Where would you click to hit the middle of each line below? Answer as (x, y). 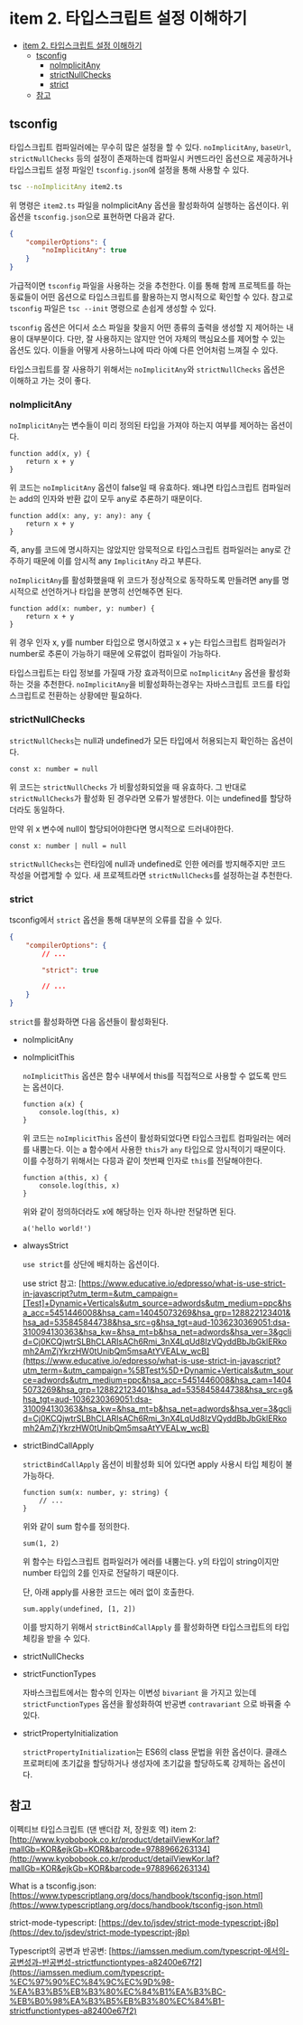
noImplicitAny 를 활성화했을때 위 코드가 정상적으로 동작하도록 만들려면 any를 (145, 581)
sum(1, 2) (41, 1544)
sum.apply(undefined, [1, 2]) (79, 1609)
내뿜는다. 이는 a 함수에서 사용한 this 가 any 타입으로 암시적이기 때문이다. (159, 1150)
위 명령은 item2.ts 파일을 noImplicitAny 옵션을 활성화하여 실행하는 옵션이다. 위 (149, 205)
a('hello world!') (57, 1229)
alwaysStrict (46, 1245)
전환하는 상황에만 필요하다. (95, 696)
